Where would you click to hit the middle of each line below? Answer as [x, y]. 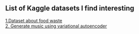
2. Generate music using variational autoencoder [56, 26]
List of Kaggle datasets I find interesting [70, 8]
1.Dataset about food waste [34, 20]
